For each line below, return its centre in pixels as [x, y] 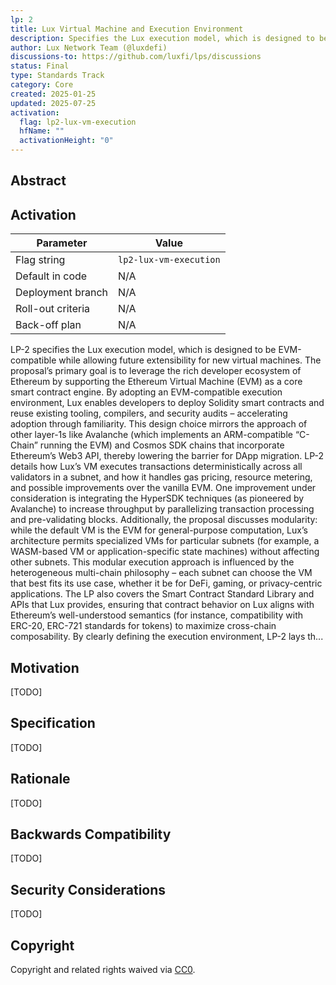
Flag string [40, 260]
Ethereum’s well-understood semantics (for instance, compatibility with [157, 615]
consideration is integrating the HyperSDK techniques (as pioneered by [157, 498]
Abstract [38, 181]
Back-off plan [48, 325]
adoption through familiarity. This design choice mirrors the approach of [159, 424]
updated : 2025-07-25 [53, 103]
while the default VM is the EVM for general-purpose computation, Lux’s [159, 530]
